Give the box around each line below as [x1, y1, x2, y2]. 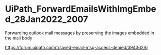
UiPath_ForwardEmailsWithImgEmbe [5, 3, 157, 15]
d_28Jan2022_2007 [5, 14, 88, 25]
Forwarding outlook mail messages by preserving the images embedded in [5, 30, 154, 36]
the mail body [5, 35, 32, 41]
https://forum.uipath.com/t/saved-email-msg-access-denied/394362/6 [5, 44, 148, 50]
